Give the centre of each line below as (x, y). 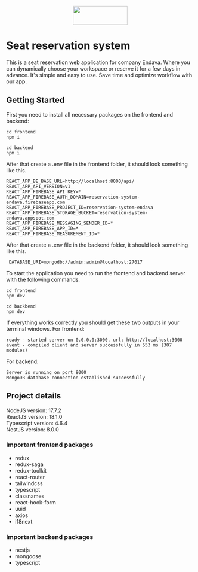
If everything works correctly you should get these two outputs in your (93, 322)
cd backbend (21, 306)
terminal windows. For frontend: (45, 328)
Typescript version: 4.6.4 (37, 423)
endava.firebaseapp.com (36, 202)
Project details (34, 396)
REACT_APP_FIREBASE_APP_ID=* (42, 228)
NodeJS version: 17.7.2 (34, 410)
